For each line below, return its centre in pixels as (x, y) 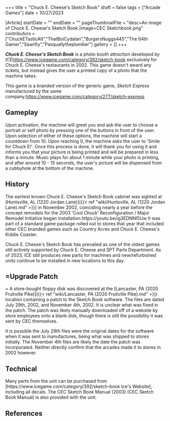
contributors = (20, 33)
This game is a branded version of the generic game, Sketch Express (77, 86)
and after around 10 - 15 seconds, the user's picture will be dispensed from (84, 163)
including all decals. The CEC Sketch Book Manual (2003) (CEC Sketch (79, 392)
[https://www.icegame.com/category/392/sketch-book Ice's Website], (79, 386)
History (17, 184)
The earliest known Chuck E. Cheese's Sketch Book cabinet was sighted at (84, 196)
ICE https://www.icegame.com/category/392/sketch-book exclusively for (81, 60)
